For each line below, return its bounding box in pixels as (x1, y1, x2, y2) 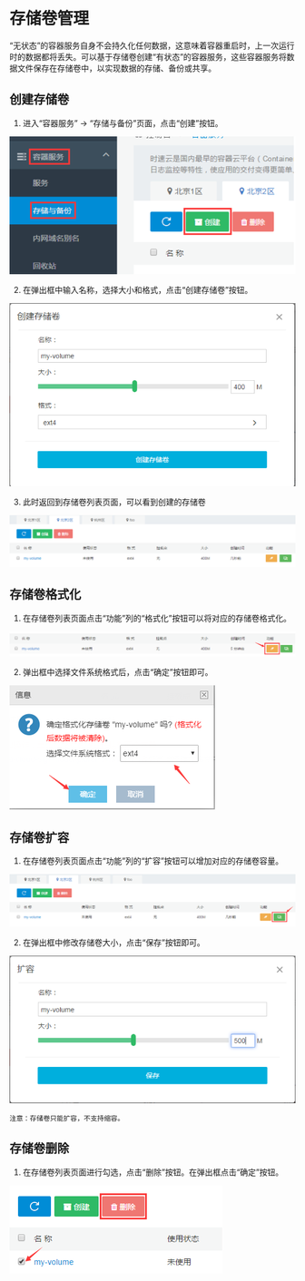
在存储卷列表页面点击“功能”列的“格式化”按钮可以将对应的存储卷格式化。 (22, 612, 292, 623)
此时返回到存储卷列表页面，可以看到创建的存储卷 (22, 496, 206, 507)
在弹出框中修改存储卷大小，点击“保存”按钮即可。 (22, 937, 206, 948)
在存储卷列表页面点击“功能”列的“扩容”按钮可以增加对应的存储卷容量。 (22, 856, 284, 866)
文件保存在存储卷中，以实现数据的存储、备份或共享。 (16, 63, 216, 73)
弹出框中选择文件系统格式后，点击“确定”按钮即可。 (22, 667, 213, 678)
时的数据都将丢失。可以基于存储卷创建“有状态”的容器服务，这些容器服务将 (9, 51, 288, 62)
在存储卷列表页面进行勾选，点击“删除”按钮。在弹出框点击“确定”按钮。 (22, 1167, 284, 1178)
